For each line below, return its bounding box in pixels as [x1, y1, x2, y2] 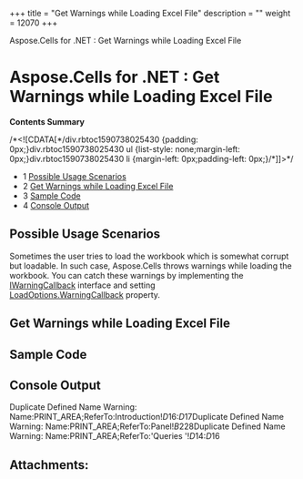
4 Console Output [22, 199, 89, 210]
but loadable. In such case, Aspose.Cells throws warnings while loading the [9, 260, 293, 271]
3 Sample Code [22, 190, 81, 201]
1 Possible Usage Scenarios [22, 170, 127, 181]
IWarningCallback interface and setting [9, 280, 157, 290]
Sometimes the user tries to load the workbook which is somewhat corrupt [9, 250, 289, 261]
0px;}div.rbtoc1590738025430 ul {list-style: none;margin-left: [9, 143, 241, 154]
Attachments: [9, 457, 89, 473]
